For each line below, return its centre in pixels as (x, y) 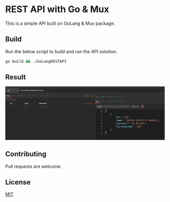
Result (16, 77)
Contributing (26, 154)
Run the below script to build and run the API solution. (61, 51)
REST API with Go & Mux (57, 9)
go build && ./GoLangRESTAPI (36, 61)
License (18, 182)
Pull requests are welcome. (33, 166)
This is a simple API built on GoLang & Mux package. (60, 23)
